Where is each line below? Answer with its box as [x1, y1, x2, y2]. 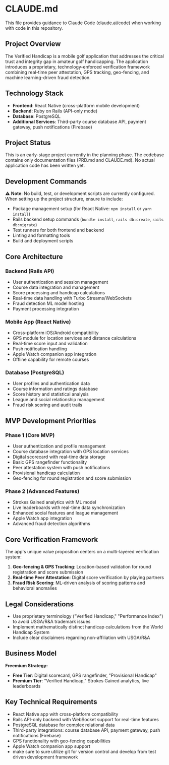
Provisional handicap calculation [12, 470, 80, 476]
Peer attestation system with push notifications [12, 465, 110, 471]
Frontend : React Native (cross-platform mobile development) [12, 102, 140, 108]
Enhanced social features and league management [12, 510, 119, 516]
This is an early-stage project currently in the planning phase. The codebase [5, 152, 164, 158]
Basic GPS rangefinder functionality [12, 459, 87, 465]
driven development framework [12, 754, 78, 760]
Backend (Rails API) [5, 268, 54, 275]
